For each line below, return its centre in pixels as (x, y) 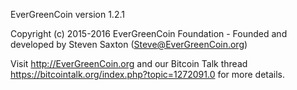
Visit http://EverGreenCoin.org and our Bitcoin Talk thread (129, 63)
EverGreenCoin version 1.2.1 (67, 14)
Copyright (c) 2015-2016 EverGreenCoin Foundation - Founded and (149, 33)
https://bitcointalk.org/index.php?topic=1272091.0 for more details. (148, 74)
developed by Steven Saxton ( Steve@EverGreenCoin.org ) (129, 44)
